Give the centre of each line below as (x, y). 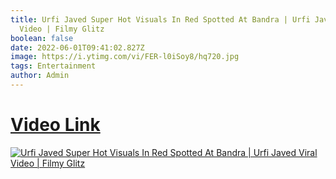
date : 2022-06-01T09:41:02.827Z (77, 47)
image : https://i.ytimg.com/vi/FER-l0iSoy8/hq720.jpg (125, 57)
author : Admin (40, 76)
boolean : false (42, 38)
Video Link (55, 125)
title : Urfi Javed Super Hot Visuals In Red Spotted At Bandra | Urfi (160, 19)
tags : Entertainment (53, 66)
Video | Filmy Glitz (62, 29)
